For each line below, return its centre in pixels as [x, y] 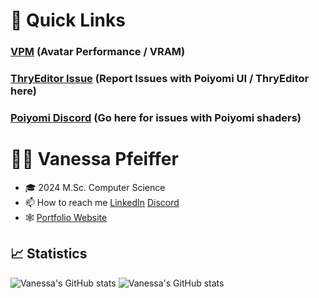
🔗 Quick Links [68, 20]
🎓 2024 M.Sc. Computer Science [95, 187]
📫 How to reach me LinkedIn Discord [102, 202]
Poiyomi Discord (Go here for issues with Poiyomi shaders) [156, 117]
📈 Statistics [49, 254]
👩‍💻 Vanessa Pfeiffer [94, 159]
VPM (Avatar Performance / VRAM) [98, 52]
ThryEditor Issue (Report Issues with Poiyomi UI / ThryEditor [160, 79]
